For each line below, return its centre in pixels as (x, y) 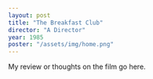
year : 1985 (26, 37)
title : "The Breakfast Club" (56, 23)
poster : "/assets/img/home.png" (61, 45)
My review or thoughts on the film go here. (77, 66)
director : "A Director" (47, 30)
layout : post (29, 15)
